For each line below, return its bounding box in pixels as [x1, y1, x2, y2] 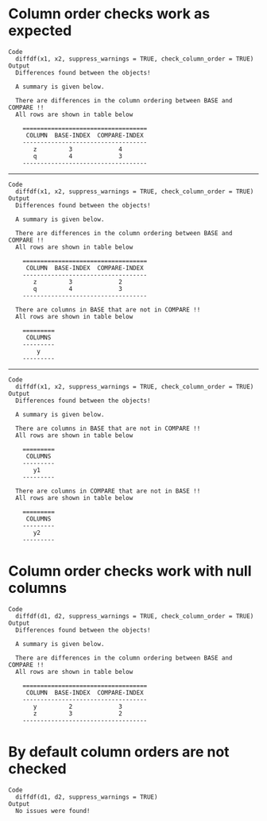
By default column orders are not [8, 743, 230, 761]
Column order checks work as [8, 5, 211, 23]
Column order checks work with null [8, 562, 252, 580]
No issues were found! [15, 807, 91, 815]
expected [8, 21, 72, 40]
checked [8, 760, 68, 778]
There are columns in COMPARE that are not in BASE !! [15, 486, 201, 495]
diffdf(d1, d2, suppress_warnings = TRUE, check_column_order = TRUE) [15, 612, 254, 620]
